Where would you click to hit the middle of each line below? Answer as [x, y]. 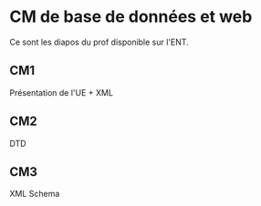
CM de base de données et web [131, 17]
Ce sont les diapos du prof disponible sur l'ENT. [99, 42]
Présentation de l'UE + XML [62, 92]
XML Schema [35, 194]
